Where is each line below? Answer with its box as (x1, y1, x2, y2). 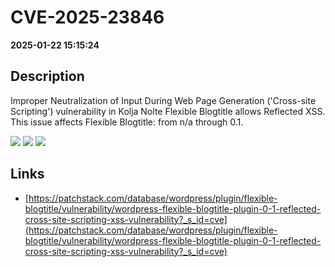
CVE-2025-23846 (10, 6, 165, 29)
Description (10, 68, 85, 85)
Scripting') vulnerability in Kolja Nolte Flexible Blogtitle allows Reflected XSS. (10, 105, 326, 117)
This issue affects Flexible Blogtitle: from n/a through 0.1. (10, 116, 244, 128)
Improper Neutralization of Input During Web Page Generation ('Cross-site (10, 94, 317, 106)
